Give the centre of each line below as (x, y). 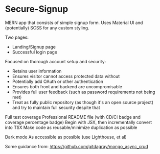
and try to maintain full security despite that (56, 107)
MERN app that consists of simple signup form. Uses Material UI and (74, 23)
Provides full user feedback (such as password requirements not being (84, 92)
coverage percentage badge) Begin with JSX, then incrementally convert (79, 122)
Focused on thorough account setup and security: (56, 61)
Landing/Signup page (34, 47)
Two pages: (17, 37)
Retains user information (37, 71)
